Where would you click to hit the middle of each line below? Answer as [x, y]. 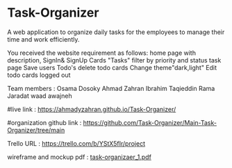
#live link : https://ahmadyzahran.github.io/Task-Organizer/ [92, 109]
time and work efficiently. [43, 39]
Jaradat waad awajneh [40, 96]
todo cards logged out [39, 75]
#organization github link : [44, 122]
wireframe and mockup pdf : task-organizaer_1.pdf [79, 157]
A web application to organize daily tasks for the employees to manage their [116, 32]
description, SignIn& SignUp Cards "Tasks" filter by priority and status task [114, 60]
